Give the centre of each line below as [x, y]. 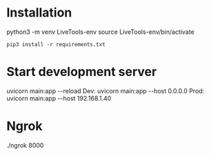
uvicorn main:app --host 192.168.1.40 [59, 98]
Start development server [82, 72]
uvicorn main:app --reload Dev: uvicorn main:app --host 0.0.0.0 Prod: [105, 90]
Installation [39, 13]
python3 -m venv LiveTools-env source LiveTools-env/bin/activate [100, 32]
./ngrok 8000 [25, 145]
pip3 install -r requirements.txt [56, 44]
